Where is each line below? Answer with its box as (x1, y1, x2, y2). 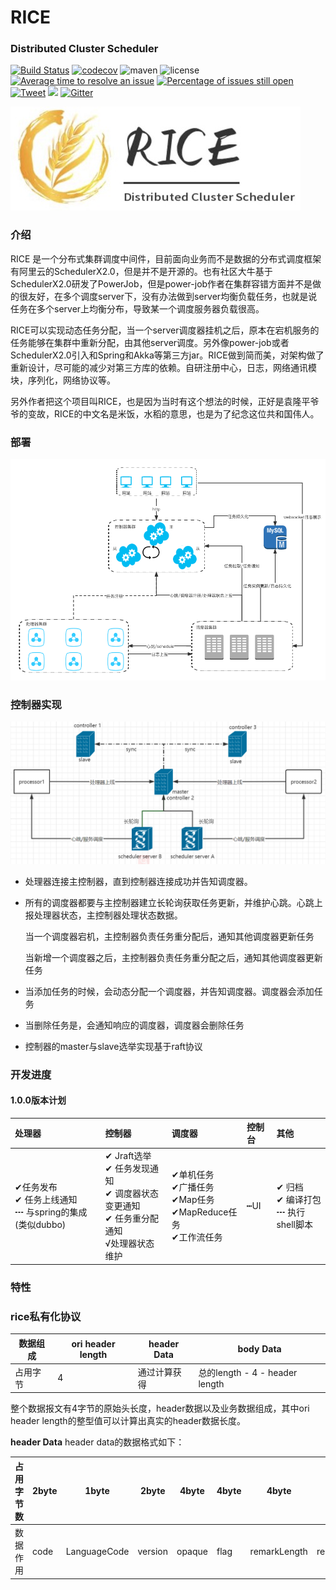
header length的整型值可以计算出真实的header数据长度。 (10, 1415, 247, 1427)
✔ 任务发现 (104, 1162, 151, 1175)
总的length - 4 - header (198, 1367, 298, 1379)
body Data (237, 1343, 282, 1355)
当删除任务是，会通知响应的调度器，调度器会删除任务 (24, 1019, 245, 1031)
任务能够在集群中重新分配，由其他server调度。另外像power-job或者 (10, 336, 290, 348)
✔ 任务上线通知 (14, 1194, 78, 1206)
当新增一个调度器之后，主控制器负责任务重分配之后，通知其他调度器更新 (24, 951, 323, 963)
